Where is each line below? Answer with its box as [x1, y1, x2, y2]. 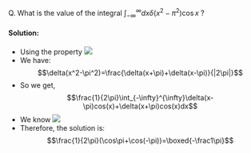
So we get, [19, 80, 56, 90]
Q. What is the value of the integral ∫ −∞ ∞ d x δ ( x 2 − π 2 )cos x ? [8, 7, 205, 19]
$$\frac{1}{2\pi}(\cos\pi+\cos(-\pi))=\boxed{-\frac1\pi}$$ [46, 135, 234, 145]
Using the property [19, 47, 82, 57]
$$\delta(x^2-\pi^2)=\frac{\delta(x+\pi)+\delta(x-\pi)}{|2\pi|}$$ [37, 68, 244, 77]
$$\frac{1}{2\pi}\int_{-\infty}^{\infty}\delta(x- [66, 92, 214, 102]
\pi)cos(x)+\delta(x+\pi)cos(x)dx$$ [82, 101, 198, 111]
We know [19, 115, 51, 124]
